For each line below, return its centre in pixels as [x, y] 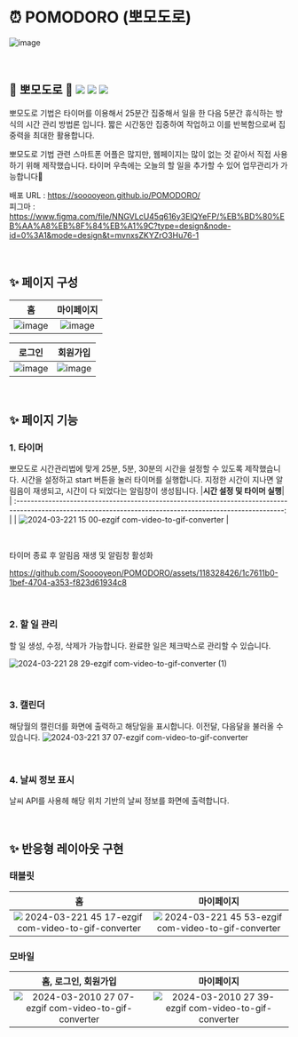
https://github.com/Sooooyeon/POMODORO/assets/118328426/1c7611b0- [144, 573]
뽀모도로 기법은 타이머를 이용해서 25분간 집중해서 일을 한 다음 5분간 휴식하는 [141, 113]
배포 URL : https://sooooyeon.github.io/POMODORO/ [105, 195]
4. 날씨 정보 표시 [42, 779]
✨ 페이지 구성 [43, 283]
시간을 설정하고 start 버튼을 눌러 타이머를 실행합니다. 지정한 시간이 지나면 [147, 480]
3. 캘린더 [27, 705]
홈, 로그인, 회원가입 [79, 982]
